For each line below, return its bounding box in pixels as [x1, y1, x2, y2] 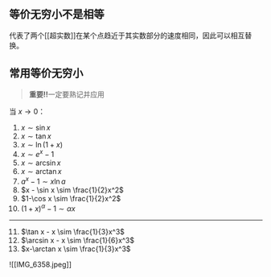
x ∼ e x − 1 [20, 148, 55, 159]
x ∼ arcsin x [20, 158, 61, 167]
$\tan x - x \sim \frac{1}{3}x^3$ [20, 226, 125, 236]
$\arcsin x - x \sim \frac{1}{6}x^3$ [20, 235, 135, 245]
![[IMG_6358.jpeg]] [9, 259, 72, 269]
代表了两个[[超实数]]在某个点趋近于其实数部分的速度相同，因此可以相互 [9, 31, 245, 40]
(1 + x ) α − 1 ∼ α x [20, 202, 76, 213]
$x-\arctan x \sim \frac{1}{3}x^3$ [20, 244, 131, 254]
